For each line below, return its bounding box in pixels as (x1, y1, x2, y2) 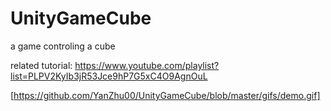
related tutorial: (10, 59, 73, 71)
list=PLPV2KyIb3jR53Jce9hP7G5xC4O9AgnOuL (10, 70, 208, 82)
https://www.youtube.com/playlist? (74, 59, 220, 71)
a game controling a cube (10, 40, 116, 52)
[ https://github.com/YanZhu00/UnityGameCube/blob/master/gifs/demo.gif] (10, 89, 321, 101)
